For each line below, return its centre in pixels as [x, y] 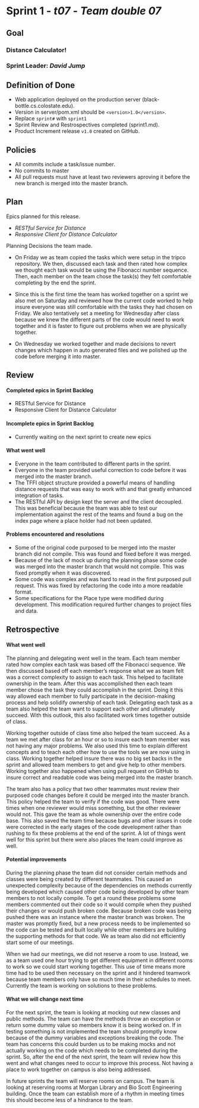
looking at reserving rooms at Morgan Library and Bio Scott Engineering [94, 1087]
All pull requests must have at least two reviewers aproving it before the [102, 177]
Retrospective [33, 630]
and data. [26, 611]
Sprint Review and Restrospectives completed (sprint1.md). [87, 125]
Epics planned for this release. [43, 216]
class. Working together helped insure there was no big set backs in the [94, 758]
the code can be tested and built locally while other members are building [96, 929]
